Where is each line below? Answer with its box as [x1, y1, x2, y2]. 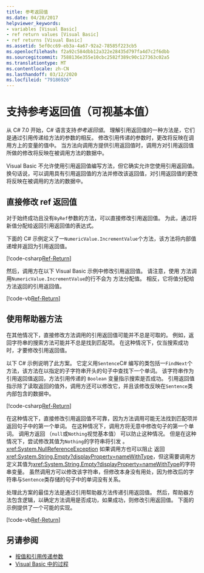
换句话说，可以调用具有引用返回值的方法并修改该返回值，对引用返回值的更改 [6, 170, 198, 177]
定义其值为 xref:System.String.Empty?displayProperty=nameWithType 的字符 [6, 460, 196, 468]
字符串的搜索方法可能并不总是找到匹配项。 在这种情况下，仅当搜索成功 [11, 339, 189, 346]
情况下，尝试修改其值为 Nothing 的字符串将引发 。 [6, 437, 129, 445]
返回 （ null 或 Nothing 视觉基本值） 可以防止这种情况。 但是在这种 [34, 430, 197, 437]
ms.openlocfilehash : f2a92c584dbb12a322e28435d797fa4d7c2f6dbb [6, 49, 170, 55]
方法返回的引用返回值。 [6, 282, 65, 290]
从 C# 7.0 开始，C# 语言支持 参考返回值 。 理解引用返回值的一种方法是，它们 [6, 126, 195, 134]
